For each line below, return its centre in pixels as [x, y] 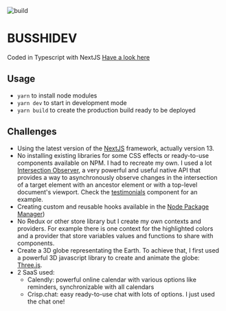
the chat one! [46, 301]
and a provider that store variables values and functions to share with [115, 235]
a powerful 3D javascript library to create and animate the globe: [108, 257]
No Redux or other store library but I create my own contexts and [109, 221]
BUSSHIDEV [42, 38]
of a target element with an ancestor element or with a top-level [107, 185]
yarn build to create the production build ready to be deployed [106, 110]
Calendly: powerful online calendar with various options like [112, 279]
